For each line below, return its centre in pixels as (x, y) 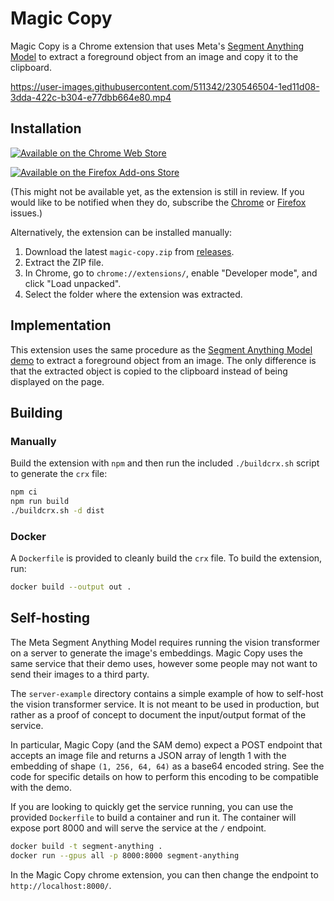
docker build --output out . (71, 587)
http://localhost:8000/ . (61, 885)
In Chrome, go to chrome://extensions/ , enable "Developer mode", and (171, 273)
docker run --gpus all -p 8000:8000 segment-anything (125, 855)
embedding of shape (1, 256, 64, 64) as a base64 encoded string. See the (167, 766)
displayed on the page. (57, 381)
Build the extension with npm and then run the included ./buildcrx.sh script (165, 463)
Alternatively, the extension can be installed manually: (121, 232)
